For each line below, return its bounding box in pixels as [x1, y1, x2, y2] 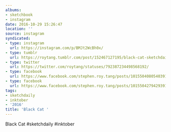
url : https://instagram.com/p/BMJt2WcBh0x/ [10, 45, 103, 50]
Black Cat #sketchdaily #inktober [5, 121, 75, 127]
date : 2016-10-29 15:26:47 [5, 21, 63, 27]
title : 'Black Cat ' [5, 107, 49, 112]
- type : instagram [5, 41, 44, 46]
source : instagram [5, 31, 44, 36]
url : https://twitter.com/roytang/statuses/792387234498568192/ [10, 64, 149, 69]
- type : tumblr [5, 50, 38, 55]
